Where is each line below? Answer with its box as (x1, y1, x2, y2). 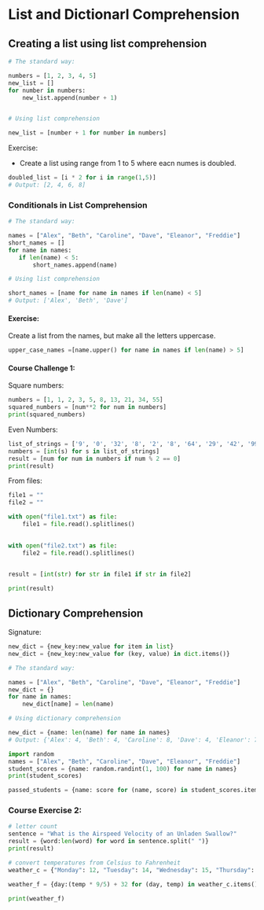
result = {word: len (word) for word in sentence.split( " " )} (8, 838, 210, 846)
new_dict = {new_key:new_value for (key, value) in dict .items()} (8, 650, 230, 658)
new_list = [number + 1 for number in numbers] (8, 129, 167, 137)
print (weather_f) (8, 894, 65, 902)
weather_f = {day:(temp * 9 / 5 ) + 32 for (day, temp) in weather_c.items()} (8, 880, 262, 888)
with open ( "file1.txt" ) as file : (8, 513, 118, 521)
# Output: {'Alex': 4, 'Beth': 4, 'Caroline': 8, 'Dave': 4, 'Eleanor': (8, 735, 251, 744)
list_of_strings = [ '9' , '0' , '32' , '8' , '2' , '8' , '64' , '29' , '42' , (8, 440, 244, 448)
